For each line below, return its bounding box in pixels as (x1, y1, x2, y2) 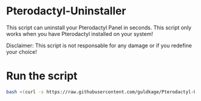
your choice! (6, 48, 37, 55)
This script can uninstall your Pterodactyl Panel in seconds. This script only (6, 24, 191, 31)
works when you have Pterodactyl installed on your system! (6, 30, 154, 37)
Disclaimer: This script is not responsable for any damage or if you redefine (6, 42, 193, 49)
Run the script (6, 69, 78, 83)
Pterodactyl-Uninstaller (6, 4, 127, 18)
